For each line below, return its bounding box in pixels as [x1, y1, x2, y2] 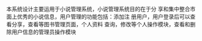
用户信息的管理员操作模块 [11, 28, 77, 35]
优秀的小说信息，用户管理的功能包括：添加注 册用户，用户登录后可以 [17, 13, 190, 20]
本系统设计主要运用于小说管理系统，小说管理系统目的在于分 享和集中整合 [6, 6, 190, 12]
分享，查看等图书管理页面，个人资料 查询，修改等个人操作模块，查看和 [11, 21, 190, 28]
